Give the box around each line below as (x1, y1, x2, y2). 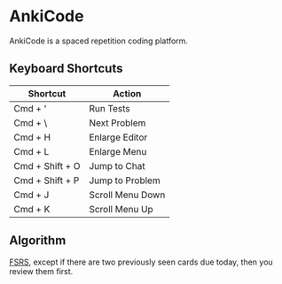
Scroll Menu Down (88, 188, 166, 201)
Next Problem (88, 117, 146, 129)
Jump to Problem (88, 174, 161, 187)
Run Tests (88, 102, 130, 114)
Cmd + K (13, 203, 51, 215)
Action (113, 87, 142, 99)
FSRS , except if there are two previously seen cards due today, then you (9, 257, 273, 267)
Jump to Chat (88, 159, 145, 172)
